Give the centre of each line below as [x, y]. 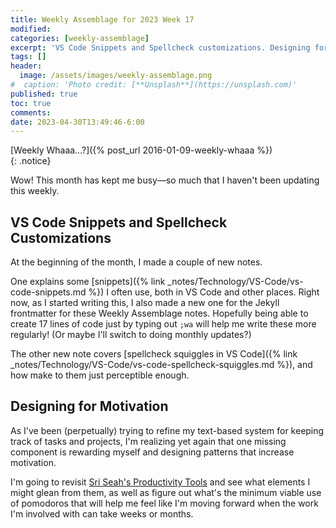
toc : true [31, 103]
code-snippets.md [48, 292]
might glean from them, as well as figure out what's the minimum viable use [166, 492]
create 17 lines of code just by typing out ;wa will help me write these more [163, 324]
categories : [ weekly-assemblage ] [80, 38]
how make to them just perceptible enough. [100, 375]
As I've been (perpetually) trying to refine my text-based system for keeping [167, 430]
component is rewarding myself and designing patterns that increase [152, 452]
